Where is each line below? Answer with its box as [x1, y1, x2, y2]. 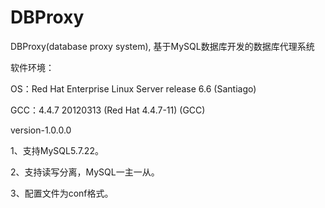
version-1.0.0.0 [10, 124, 72, 136]
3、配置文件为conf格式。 [10, 187, 114, 199]
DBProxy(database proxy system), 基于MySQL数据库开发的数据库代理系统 [10, 40, 315, 52]
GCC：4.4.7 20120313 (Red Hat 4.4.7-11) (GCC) [10, 104, 206, 116]
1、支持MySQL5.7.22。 [10, 144, 104, 156]
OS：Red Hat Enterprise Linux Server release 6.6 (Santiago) [10, 82, 257, 95]
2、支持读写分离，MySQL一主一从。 [10, 166, 160, 178]
